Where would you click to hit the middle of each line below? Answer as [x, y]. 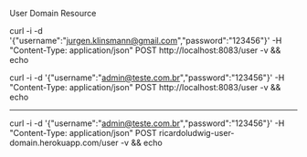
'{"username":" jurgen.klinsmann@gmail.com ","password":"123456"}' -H [146, 41]
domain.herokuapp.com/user [64, 142]
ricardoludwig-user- [196, 133]
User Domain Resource [53, 13]
